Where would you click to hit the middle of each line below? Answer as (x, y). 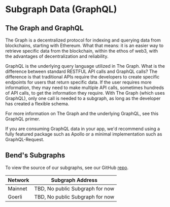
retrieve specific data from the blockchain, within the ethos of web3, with (82, 51)
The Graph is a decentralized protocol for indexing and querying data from (83, 40)
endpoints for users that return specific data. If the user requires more (78, 82)
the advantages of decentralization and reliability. (57, 56)
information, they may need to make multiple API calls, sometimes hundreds (84, 88)
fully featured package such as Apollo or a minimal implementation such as (84, 134)
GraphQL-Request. (25, 139)
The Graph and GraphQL (44, 28)
